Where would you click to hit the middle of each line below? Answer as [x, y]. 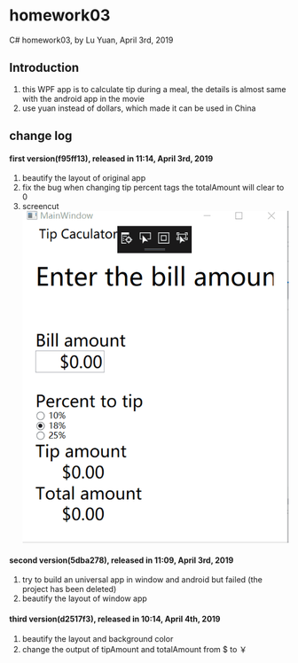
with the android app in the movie [83, 98]
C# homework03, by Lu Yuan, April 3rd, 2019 [91, 40]
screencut [40, 207]
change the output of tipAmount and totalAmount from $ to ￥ [134, 649]
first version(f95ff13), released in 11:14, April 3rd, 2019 [111, 158]
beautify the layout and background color [98, 638]
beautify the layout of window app [85, 598]
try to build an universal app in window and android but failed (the [142, 580]
